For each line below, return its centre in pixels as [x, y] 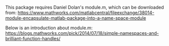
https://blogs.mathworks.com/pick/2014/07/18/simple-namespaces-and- [82, 33]
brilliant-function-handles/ [33, 38]
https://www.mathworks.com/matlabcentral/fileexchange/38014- [86, 13]
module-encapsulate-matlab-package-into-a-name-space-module [76, 18]
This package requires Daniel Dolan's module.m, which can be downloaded [85, 7]
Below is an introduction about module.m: [49, 28]
